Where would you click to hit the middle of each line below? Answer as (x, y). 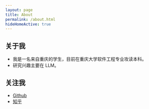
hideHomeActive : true (28, 24)
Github (20, 95)
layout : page (19, 10)
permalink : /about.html (31, 19)
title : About (19, 15)
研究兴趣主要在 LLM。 (36, 65)
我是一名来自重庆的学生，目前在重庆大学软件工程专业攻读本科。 (79, 59)
